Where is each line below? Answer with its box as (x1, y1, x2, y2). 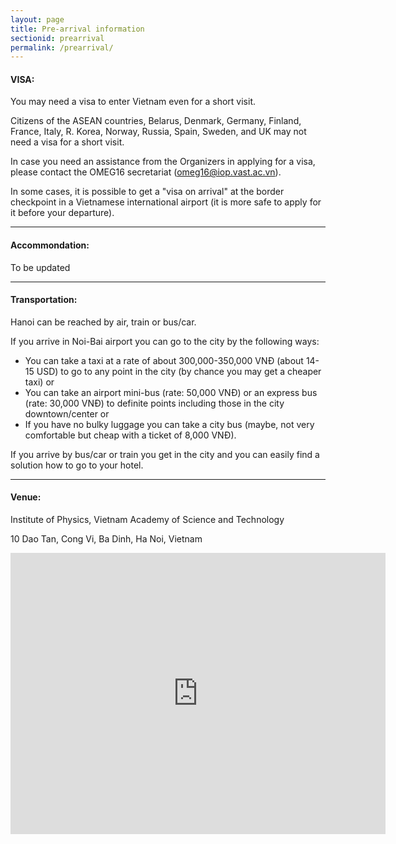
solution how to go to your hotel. (10, 459, 144, 471)
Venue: (10, 491, 42, 503)
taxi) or (24, 376, 55, 388)
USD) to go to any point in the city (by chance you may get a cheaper (36, 365, 322, 377)
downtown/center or (24, 407, 110, 420)
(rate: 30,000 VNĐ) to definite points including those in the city (24, 397, 285, 409)
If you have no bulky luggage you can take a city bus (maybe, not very (24, 418, 315, 430)
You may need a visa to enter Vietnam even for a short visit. (10, 96, 257, 108)
